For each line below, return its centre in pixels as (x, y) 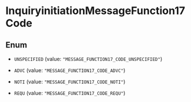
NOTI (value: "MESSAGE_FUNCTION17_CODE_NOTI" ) (70, 81)
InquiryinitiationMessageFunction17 (95, 11)
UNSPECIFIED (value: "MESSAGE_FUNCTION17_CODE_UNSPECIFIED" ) (88, 59)
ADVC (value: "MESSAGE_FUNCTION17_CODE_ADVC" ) (70, 70)
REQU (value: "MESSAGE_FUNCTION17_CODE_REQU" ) (70, 93)
